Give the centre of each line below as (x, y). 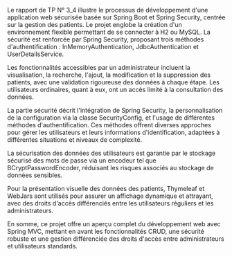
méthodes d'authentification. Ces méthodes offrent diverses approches (109, 125)
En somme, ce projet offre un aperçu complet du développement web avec (114, 224)
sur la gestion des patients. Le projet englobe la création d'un (95, 25)
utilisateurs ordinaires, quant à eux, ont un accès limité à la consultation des (115, 90)
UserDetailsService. (36, 54)
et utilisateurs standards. (43, 246)
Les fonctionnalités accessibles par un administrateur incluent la (99, 67)
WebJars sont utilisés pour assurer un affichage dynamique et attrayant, (110, 196)
